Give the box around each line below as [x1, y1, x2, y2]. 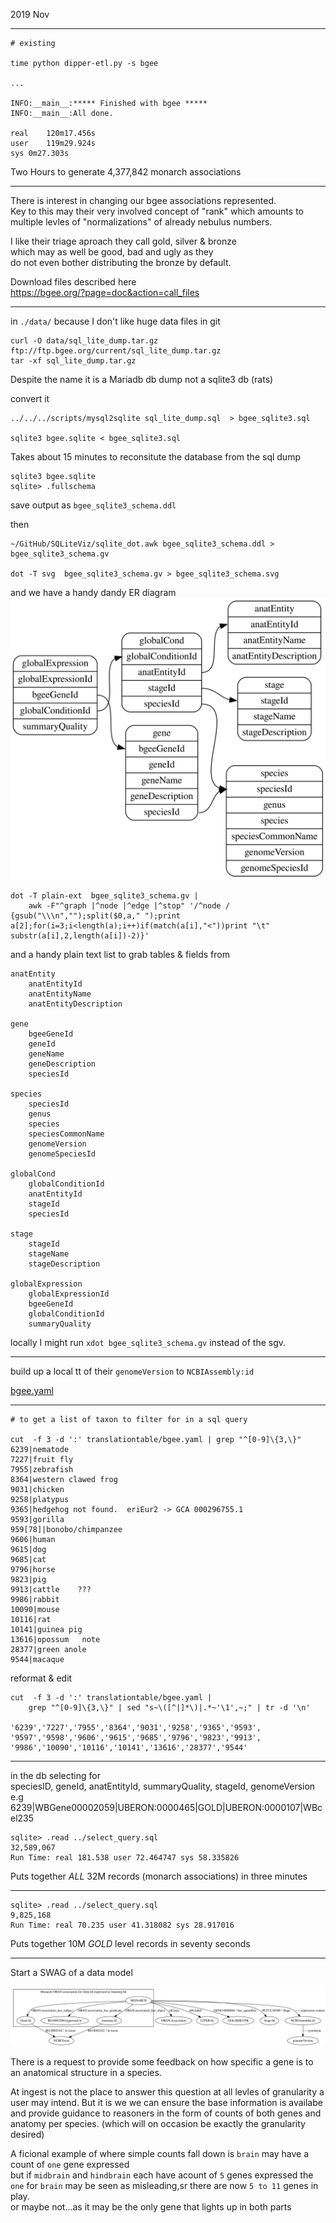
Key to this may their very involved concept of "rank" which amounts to [10, 205, 304, 217]
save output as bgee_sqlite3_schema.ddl [10, 499, 177, 511]
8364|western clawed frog [10, 1474, 118, 1484]
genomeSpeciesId [28, 1149, 97, 1159]
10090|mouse [10, 1604, 60, 1614]
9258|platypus [10, 1494, 70, 1504]
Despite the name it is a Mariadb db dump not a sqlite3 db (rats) [10, 374, 274, 385]
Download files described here [10, 276, 137, 288]
